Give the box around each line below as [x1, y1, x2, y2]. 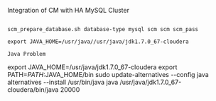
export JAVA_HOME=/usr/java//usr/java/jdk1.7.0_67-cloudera [7, 38, 190, 45]
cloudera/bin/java [7, 85, 59, 94]
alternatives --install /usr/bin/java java [7, 78, 119, 86]
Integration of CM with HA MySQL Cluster [7, 6, 130, 14]
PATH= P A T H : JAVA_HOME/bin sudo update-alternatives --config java [7, 71, 210, 78]
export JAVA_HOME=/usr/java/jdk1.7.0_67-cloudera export [7, 63, 178, 71]
